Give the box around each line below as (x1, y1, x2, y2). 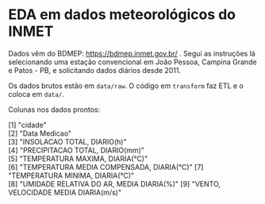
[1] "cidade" (8, 120, 48, 129)
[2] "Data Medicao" (8, 129, 72, 138)
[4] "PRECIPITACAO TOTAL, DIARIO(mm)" (8, 145, 145, 155)
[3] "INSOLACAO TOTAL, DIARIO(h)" (8, 137, 127, 146)
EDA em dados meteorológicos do (8, 6, 236, 24)
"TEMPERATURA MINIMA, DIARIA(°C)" (8, 171, 135, 180)
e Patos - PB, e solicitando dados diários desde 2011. (8, 65, 181, 75)
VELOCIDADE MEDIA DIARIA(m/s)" (8, 187, 121, 197)
